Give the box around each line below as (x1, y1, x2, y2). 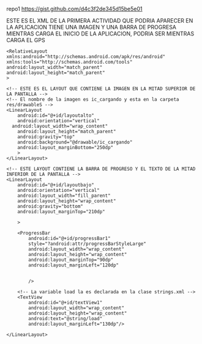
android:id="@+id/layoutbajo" (17, 182, 95, 188)
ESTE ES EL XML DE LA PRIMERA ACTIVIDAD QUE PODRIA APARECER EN (6, 17, 193, 24)
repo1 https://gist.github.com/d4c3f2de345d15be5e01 (6, 5, 143, 12)
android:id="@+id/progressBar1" (28, 235, 111, 241)
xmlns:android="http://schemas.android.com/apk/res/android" (6, 54, 166, 60)
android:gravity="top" (17, 134, 75, 140)
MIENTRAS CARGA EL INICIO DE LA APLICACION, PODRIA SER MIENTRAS (6, 30, 195, 37)
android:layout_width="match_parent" (6, 64, 103, 70)
